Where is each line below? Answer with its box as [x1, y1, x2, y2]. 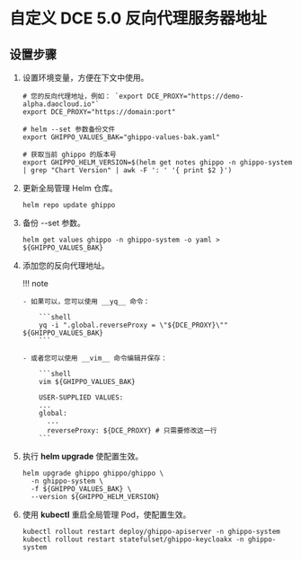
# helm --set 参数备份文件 [22, 125, 116, 134]
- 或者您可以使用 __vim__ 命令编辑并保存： [22, 354, 168, 363]
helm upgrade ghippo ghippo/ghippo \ [22, 469, 164, 478]
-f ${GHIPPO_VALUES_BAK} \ [31, 485, 132, 494]
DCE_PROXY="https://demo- [146, 92, 244, 101]
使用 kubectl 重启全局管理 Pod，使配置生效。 [22, 509, 191, 520]
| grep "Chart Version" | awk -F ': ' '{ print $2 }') [22, 166, 233, 175]
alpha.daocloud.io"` [22, 100, 100, 109]
